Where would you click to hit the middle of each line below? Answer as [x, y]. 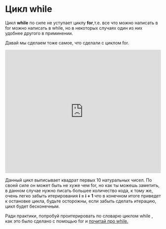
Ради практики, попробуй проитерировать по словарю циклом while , [79, 216]
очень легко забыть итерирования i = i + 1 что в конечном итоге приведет [83, 195]
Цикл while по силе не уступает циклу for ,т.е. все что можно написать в [82, 23]
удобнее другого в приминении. [39, 33]
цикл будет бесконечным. [33, 206]
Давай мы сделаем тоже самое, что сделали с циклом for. [67, 42]
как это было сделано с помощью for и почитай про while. [67, 221]
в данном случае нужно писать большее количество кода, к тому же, [79, 191]
